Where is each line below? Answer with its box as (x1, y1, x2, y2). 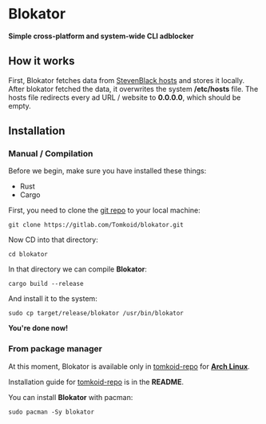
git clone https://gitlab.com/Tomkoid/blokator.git (8, 221, 184, 229)
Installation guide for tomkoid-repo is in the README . (8, 377, 184, 386)
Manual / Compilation (8, 149, 93, 160)
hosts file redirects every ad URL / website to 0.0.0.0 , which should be (8, 93, 241, 102)
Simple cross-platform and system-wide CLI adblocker (8, 31, 194, 41)
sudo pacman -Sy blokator (8, 408, 94, 416)
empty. (8, 101, 32, 110)
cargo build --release (8, 280, 84, 288)
